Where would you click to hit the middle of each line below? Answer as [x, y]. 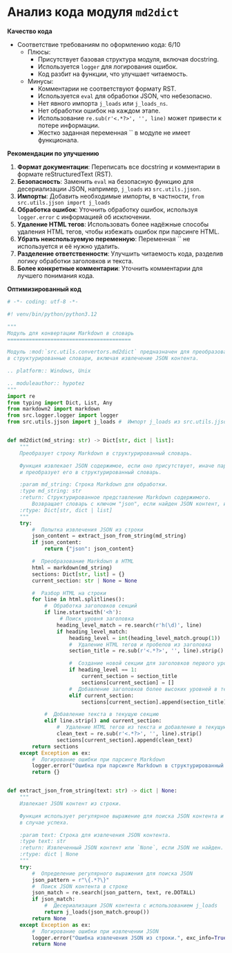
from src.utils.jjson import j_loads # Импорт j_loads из [94, 422]
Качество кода [30, 31]
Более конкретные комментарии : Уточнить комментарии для [110, 268]
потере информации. [69, 125]
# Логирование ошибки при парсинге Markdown [99, 759]
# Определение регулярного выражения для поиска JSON [113, 874]
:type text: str [43, 841]
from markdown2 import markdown [54, 409]
